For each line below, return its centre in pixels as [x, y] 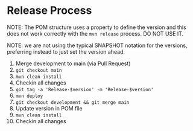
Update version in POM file [49, 108]
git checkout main [39, 70]
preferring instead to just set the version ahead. [66, 51]
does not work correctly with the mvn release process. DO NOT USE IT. [95, 33]
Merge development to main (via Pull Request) [73, 63]
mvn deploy [29, 96]
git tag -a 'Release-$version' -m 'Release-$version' [84, 89]
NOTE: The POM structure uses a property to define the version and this [96, 27]
